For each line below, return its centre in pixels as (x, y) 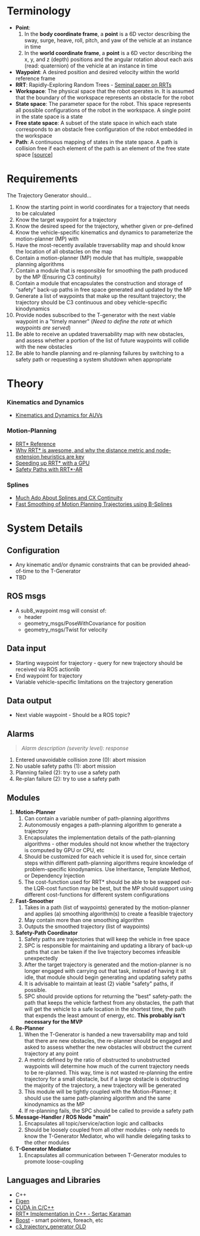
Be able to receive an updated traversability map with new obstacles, (100, 334)
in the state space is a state (49, 116)
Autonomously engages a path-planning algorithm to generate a (103, 825)
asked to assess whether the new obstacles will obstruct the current (108, 1047)
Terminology (39, 11)
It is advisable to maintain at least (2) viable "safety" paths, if (99, 984)
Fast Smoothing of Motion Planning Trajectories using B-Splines (94, 504)
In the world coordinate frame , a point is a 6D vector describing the (108, 53)
